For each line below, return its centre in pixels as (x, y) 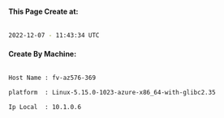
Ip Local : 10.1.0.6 (45, 107)
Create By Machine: (43, 53)
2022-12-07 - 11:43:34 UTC (54, 36)
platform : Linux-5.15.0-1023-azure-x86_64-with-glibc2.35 (112, 93)
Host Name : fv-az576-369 (52, 78)
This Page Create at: (43, 11)
